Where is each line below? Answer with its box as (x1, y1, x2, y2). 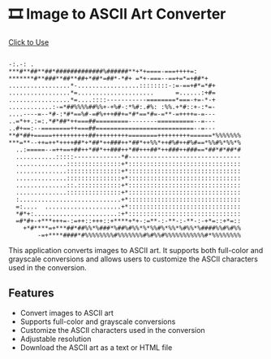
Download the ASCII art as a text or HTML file (19, 342, 173, 352)
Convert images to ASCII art (19, 308, 114, 317)
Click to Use (8, 37, 49, 47)
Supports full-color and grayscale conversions (19, 317, 176, 326)
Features (8, 287, 54, 300)
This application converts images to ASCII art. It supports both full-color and (8, 245, 264, 255)
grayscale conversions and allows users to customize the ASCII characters (8, 254, 258, 264)
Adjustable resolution (19, 334, 92, 344)
